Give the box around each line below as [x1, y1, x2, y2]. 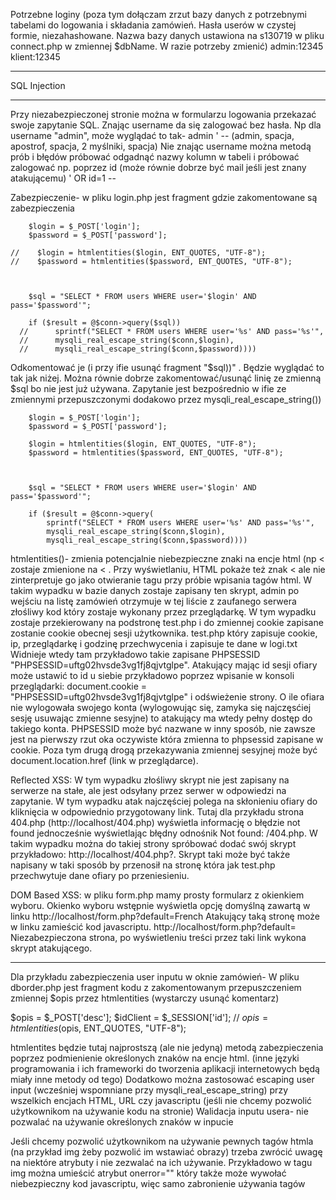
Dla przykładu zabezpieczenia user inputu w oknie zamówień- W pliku [10, 971, 300, 983]
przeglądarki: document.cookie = [10, 680, 148, 692]
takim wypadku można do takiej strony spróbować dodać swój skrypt [10, 838, 297, 849]
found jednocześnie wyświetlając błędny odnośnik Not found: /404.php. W [10, 827, 318, 839]
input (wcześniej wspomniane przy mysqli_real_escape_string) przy [10, 1084, 288, 1096]
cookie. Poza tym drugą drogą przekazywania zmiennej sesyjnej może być [10, 744, 318, 756]
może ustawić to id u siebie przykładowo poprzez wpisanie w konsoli [10, 670, 295, 681]
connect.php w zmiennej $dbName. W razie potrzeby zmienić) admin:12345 [10, 40, 324, 52]
